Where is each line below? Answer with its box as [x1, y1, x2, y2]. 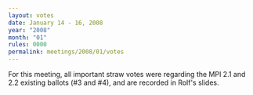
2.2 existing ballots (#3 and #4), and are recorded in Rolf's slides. [8, 78, 219, 87]
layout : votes [8, 11, 55, 20]
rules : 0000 [8, 41, 47, 49]
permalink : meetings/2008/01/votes [8, 48, 125, 56]
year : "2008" [8, 26, 51, 34]
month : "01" [8, 33, 47, 42]
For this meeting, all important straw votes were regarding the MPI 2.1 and [8, 70, 246, 79]
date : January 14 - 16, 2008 [8, 19, 103, 27]
